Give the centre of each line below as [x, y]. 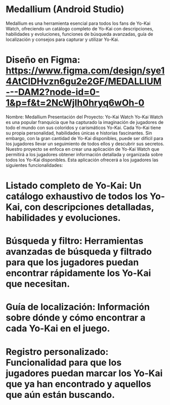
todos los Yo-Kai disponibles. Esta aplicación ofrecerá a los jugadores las [82, 160]
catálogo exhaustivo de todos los [77, 196]
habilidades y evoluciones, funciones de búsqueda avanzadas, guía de [79, 34]
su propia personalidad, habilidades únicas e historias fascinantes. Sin [79, 133]
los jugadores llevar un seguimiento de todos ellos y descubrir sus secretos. [85, 144]
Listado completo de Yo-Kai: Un [74, 186]
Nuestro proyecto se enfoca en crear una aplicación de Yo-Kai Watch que [83, 149]
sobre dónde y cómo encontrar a [76, 318]
